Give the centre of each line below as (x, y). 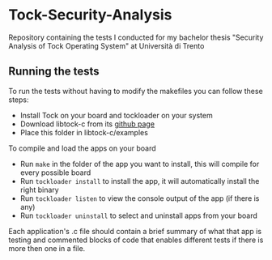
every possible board (55, 173)
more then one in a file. (47, 248)
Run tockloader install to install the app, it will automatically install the (140, 181)
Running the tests (54, 72)
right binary (39, 190)
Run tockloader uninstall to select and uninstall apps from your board (138, 215)
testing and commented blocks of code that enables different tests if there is (136, 240)
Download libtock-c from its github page (87, 124)
